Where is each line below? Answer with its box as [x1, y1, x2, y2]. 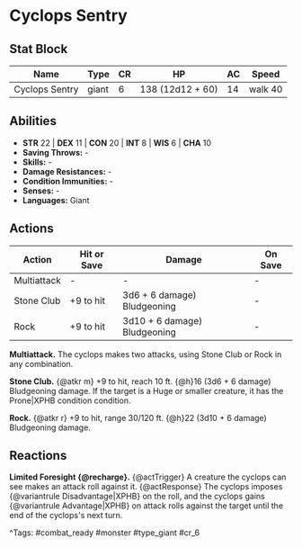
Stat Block [9, 41, 68, 57]
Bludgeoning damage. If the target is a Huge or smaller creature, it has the [9, 385, 284, 396]
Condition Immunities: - [22, 175, 114, 186]
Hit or [79, 247, 104, 260]
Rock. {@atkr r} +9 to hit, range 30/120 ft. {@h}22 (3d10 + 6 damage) [9, 412, 267, 423]
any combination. [9, 358, 74, 369]
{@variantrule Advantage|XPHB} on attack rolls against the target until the [9, 500, 284, 511]
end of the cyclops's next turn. [9, 510, 123, 521]
